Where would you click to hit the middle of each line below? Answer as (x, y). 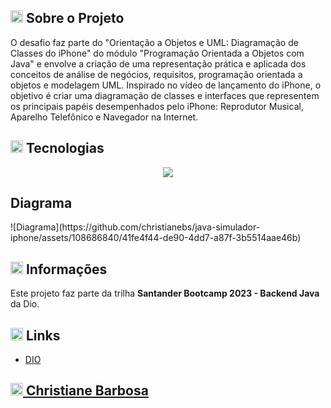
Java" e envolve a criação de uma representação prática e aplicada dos (158, 63)
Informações (66, 269)
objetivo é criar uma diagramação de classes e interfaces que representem (165, 95)
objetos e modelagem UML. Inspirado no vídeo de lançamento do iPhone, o (166, 85)
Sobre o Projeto (75, 18)
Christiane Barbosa (87, 391)
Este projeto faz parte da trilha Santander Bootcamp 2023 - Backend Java (165, 293)
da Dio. (25, 304)
